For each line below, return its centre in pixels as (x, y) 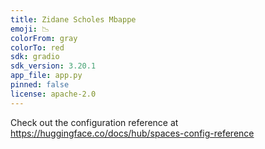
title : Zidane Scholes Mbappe (73, 19)
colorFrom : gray (44, 38)
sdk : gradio (35, 57)
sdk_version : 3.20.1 (53, 66)
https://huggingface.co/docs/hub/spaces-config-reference (132, 133)
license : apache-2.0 (53, 94)
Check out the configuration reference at (94, 122)
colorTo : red (37, 47)
